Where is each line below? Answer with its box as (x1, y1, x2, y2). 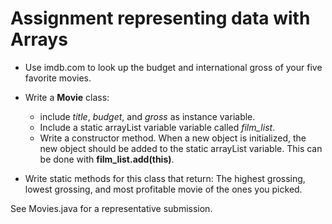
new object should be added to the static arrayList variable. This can (39, 142, 323, 154)
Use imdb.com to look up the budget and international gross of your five (24, 61, 323, 73)
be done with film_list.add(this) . (39, 153, 175, 165)
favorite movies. (24, 72, 92, 84)
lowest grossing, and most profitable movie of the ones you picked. (24, 183, 303, 195)
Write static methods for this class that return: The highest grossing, (24, 172, 306, 184)
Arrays (10, 28, 68, 51)
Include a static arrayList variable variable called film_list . (39, 121, 276, 133)
